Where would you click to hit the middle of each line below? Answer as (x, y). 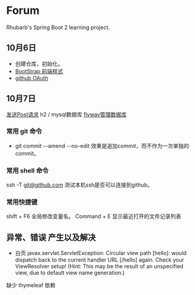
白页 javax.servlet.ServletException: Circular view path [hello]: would (101, 253)
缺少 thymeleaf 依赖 (31, 285)
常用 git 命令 (24, 131)
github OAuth (31, 78)
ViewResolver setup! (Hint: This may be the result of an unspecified (99, 267)
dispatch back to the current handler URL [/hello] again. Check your (100, 260)
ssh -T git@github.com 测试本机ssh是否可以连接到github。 (80, 185)
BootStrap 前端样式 (39, 71)
